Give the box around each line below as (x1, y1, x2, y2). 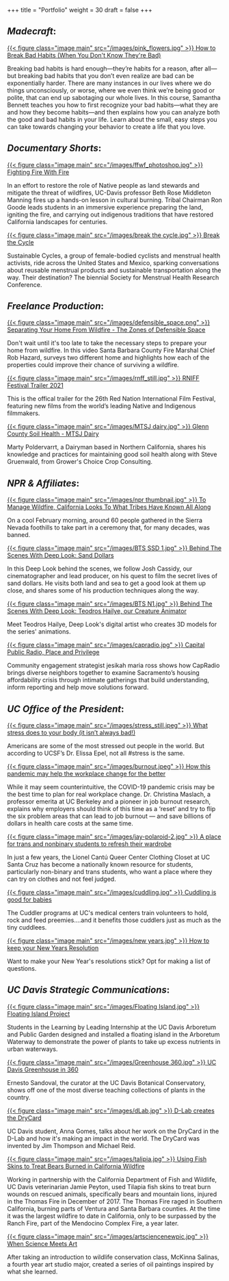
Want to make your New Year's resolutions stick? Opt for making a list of (7, 957, 211, 965)
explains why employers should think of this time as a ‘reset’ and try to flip (7, 805, 216, 813)
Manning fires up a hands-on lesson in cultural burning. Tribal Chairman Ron (7, 195, 222, 204)
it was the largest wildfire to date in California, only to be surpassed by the (7, 1212, 217, 1220)
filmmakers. (7, 409, 40, 417)
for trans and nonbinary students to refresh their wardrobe (7, 840, 172, 848)
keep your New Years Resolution (7, 944, 99, 952)
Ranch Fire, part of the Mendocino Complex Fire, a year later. (7, 1219, 179, 1227)
